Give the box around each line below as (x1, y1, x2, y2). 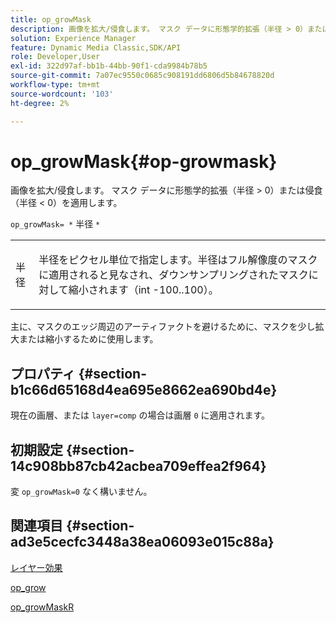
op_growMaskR (10, 601, 75, 613)
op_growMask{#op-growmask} (10, 150, 278, 173)
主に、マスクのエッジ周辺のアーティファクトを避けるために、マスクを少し (10, 321, 316, 333)
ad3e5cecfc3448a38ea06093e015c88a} (10, 534, 275, 551)
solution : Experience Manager (10, 33, 137, 43)
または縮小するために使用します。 (18, 333, 159, 345)
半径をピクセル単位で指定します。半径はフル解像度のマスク (38, 253, 318, 267)
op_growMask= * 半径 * (10, 218, 101, 230)
